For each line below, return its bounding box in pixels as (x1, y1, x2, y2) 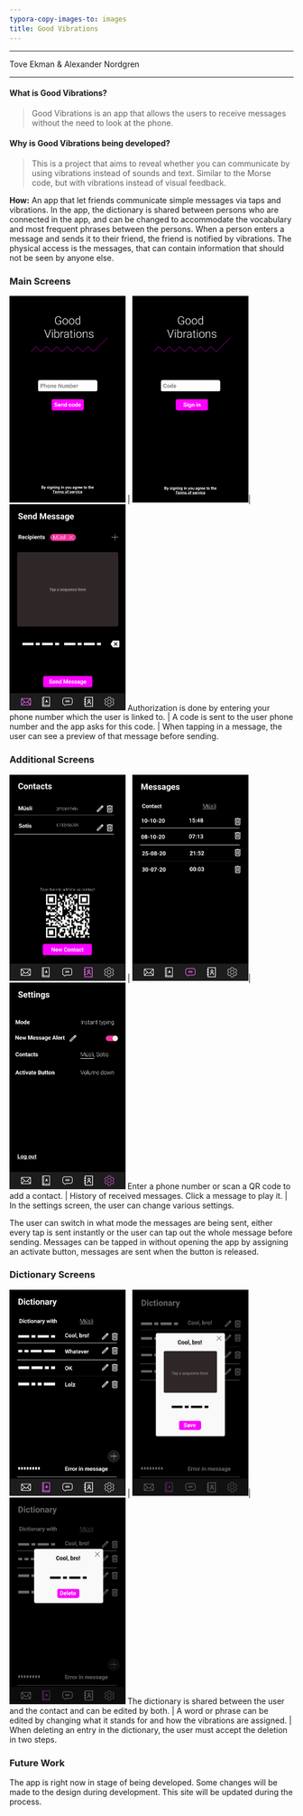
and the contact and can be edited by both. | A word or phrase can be (9, 1705, 269, 1716)
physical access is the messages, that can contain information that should (9, 242, 284, 253)
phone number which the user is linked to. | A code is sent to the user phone (9, 712, 294, 723)
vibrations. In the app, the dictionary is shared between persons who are (9, 204, 280, 215)
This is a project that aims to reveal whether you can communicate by (31, 158, 290, 169)
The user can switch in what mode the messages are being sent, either (9, 1217, 273, 1228)
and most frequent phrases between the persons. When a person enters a (9, 223, 285, 234)
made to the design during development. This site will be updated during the (9, 1787, 293, 1798)
